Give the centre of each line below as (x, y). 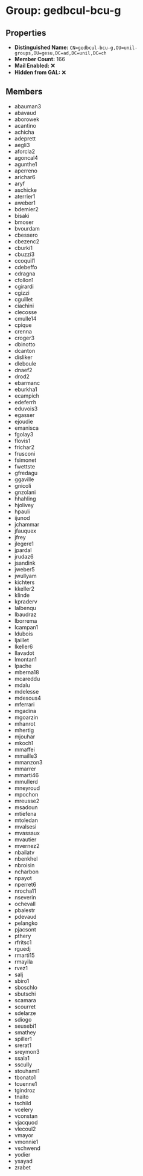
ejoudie (24, 421)
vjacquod (26, 1122)
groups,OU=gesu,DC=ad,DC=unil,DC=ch (60, 53)
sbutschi (25, 994)
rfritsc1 (23, 942)
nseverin (25, 897)
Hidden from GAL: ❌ (40, 72)
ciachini (24, 306)
